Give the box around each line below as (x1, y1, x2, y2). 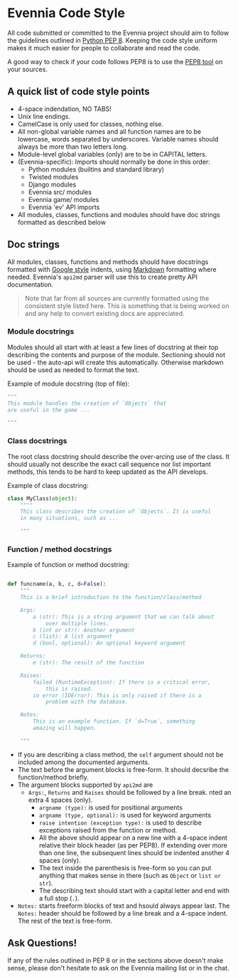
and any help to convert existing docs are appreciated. (24, 309, 185, 317)
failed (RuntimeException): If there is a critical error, (33, 678, 212, 686)
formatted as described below (17, 218, 107, 226)
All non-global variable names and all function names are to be (17, 127, 202, 136)
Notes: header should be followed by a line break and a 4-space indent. (17, 909, 228, 917)
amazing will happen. (33, 724, 97, 732)
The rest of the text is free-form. (17, 916, 113, 925)
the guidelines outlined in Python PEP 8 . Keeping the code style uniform (7, 36, 218, 44)
